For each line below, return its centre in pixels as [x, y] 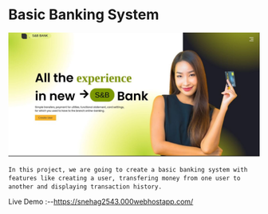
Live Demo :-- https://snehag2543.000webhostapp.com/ [101, 202]
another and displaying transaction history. [85, 187]
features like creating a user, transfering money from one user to [124, 178]
